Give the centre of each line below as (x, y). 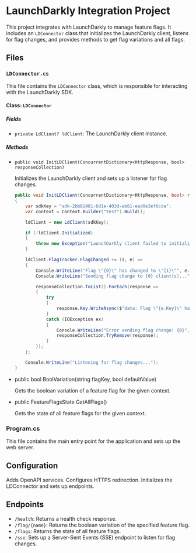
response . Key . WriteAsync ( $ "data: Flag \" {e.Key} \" (119, 309)
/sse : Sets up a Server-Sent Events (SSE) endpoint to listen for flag (95, 537)
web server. (20, 447)
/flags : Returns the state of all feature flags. (68, 531)
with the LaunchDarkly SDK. (40, 92)
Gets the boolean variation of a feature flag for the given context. (92, 390)
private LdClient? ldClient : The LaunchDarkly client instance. (91, 134)
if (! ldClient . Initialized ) (59, 233)
